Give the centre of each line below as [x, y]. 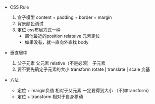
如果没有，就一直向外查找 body [56, 42]
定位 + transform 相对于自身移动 [50, 97]
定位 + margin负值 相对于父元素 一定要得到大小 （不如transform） [84, 90]
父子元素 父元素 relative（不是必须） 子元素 [61, 63]
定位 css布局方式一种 [39, 30]
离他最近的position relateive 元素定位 [62, 36]
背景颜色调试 [30, 24]
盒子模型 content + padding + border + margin [65, 17]
